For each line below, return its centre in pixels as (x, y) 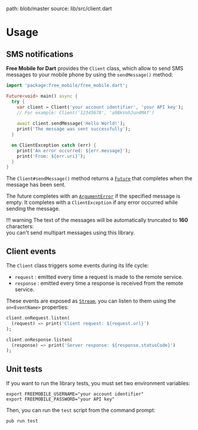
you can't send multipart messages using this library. (71, 233)
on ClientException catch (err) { (54, 145)
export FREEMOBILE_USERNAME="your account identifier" (75, 394)
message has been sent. (36, 185)
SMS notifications (40, 54)
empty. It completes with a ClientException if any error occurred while (92, 203)
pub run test (22, 421)
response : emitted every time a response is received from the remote (99, 284)
